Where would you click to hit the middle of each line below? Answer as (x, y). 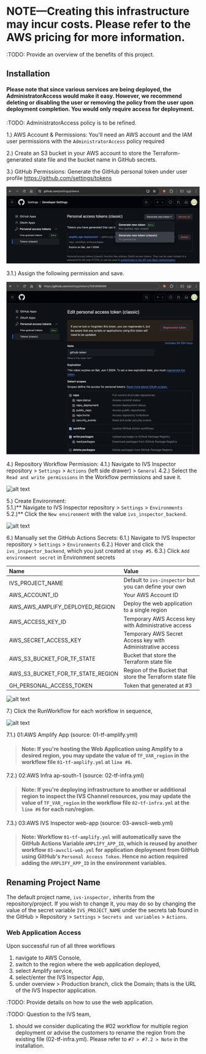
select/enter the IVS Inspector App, (60, 977)
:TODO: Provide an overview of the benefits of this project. (80, 54)
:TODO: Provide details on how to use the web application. (80, 1002)
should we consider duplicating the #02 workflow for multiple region (102, 1026)
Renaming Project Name (54, 882)
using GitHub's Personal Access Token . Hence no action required (105, 857)
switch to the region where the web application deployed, (88, 964)
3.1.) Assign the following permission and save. (65, 273)
